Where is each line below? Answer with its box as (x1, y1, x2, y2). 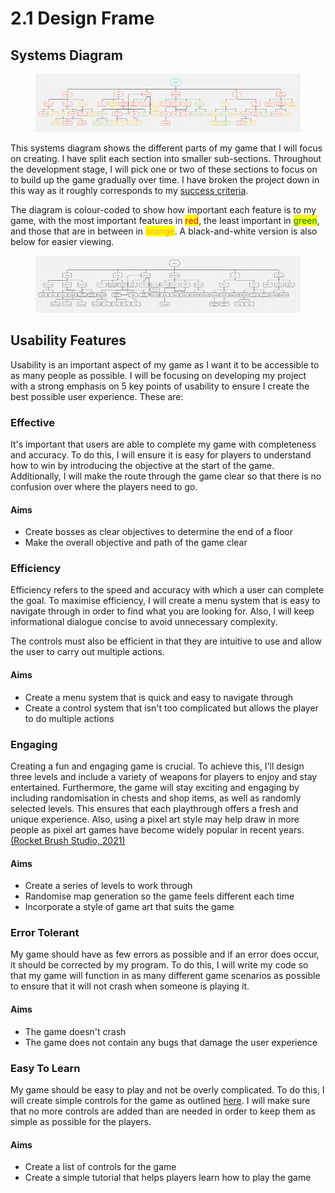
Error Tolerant (10, 926, 80, 940)
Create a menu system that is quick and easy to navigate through (24, 691, 294, 703)
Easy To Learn (10, 1061, 81, 1075)
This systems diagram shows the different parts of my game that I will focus (10, 142, 323, 154)
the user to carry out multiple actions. (10, 646, 165, 658)
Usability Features (10, 332, 127, 349)
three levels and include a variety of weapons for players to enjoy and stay (10, 770, 318, 782)
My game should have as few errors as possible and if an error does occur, (10, 948, 320, 961)
